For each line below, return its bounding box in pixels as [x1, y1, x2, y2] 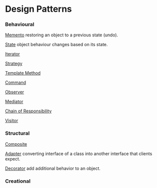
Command [5, 80, 26, 85]
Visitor [5, 118, 18, 124]
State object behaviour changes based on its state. [5, 42, 108, 48]
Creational [5, 178, 31, 185]
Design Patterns [5, 3, 72, 15]
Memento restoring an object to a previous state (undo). [5, 32, 118, 38]
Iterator [5, 51, 20, 57]
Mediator [5, 99, 24, 105]
